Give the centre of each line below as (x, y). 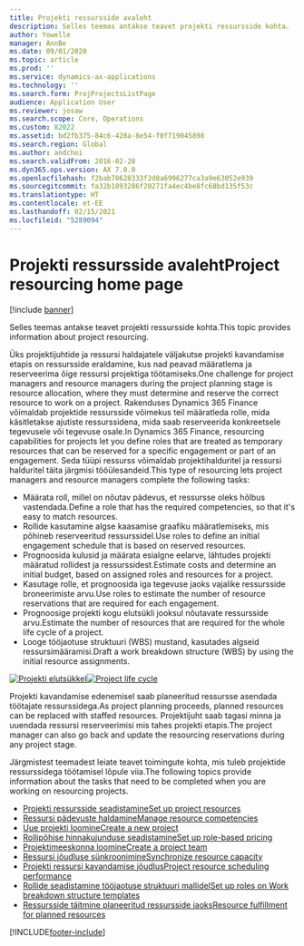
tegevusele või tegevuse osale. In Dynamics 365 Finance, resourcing (137, 431)
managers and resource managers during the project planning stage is (141, 383)
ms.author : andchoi (46, 152)
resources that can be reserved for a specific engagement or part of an (143, 451)
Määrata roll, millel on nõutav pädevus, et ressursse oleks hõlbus (144, 497)
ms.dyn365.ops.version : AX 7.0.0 (73, 170)
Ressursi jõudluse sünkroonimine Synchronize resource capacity (142, 856)
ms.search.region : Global (58, 144)
